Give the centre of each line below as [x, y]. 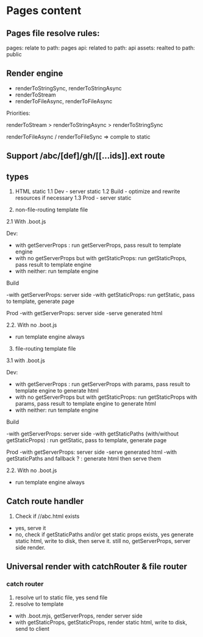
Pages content [44, 11]
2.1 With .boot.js [26, 222]
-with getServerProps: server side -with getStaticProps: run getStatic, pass [101, 295]
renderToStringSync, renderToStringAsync [68, 88]
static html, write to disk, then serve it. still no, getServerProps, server [103, 541]
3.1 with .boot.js [26, 360]
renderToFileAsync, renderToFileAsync [64, 101]
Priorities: [18, 113]
